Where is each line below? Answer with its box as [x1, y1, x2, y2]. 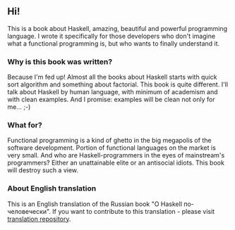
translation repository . [7, 215, 71, 223]
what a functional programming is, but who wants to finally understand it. [7, 39, 220, 48]
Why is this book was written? [7, 56, 113, 66]
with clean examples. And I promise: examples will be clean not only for [7, 95, 215, 104]
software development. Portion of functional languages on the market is [7, 143, 217, 152]
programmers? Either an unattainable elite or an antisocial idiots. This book [7, 158, 224, 167]
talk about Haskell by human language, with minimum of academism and [7, 88, 218, 96]
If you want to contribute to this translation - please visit [52, 207, 215, 215]
